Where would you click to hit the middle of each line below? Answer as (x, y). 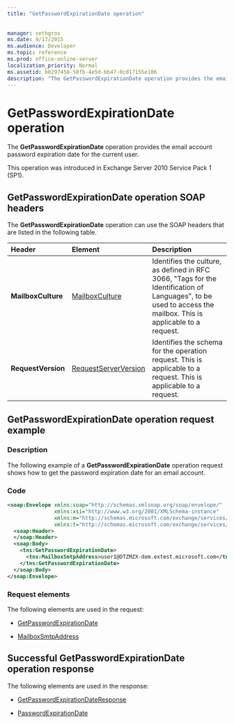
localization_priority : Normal (53, 66)
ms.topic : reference (37, 53)
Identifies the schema (187, 342)
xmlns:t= (67, 524)
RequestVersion (38, 369)
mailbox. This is (178, 314)
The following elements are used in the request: (76, 609)
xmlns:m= (67, 518)
